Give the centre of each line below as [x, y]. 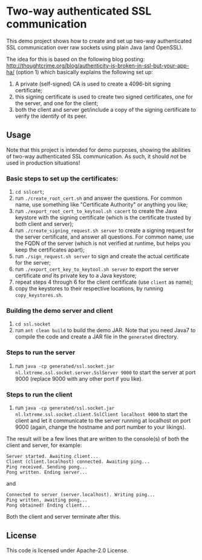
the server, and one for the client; [57, 103]
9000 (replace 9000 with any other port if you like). [79, 378]
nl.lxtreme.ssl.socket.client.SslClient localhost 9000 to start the [101, 414]
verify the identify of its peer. [51, 116]
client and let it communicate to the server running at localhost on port [103, 420]
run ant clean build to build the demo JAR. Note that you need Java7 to [105, 330]
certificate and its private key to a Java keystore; [76, 276]
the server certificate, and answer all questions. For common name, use [105, 237]
